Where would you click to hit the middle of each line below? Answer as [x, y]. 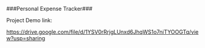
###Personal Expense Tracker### [49, 9]
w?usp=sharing [26, 38]
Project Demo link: [30, 20]
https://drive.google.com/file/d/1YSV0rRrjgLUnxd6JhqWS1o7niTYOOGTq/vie [103, 32]
